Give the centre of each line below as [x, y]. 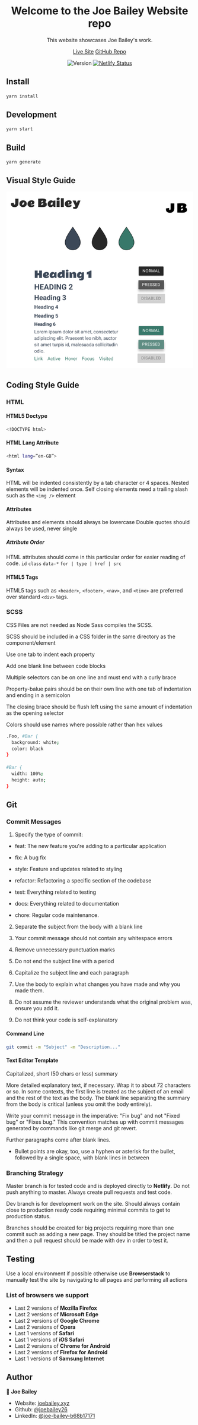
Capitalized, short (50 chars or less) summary [62, 1073]
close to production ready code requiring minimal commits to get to [88, 1210]
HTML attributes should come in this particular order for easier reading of [96, 557]
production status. [28, 1216]
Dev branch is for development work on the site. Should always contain [93, 1203]
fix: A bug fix [30, 857]
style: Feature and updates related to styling [68, 869]
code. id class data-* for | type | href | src [64, 563]
